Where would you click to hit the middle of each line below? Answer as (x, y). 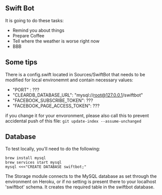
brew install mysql (26, 158)
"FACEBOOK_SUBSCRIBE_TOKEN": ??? (53, 100)
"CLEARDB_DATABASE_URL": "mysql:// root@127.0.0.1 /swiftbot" (78, 95)
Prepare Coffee (28, 35)
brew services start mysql (33, 163)
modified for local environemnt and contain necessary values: (69, 80)
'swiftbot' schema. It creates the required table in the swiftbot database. (80, 187)
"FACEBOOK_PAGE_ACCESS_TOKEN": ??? (56, 106)
